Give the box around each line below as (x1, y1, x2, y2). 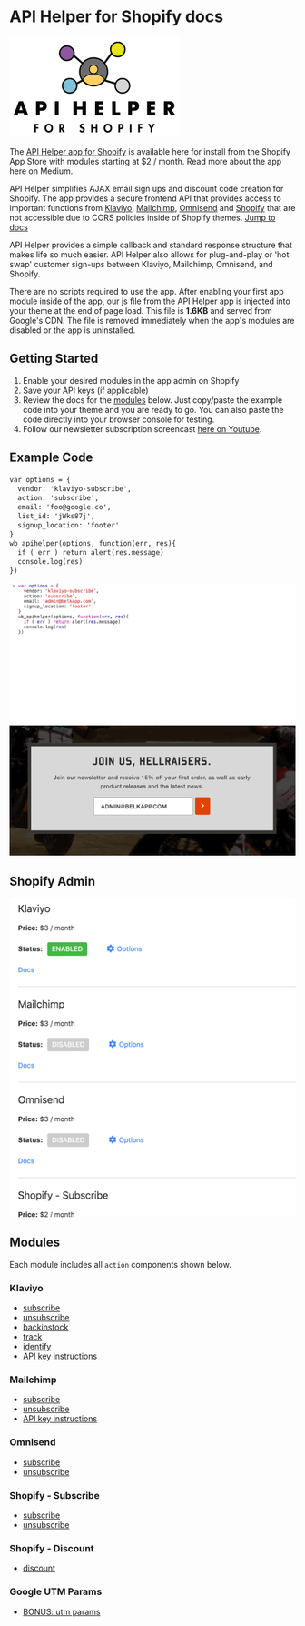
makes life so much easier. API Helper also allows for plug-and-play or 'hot (9, 248, 290, 260)
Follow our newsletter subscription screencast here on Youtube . (22, 423, 262, 434)
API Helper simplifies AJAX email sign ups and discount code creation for (9, 183, 284, 194)
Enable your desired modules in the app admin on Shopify (22, 375, 240, 386)
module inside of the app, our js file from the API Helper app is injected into (9, 296, 290, 306)
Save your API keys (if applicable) (22, 385, 149, 396)
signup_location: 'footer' (17, 520, 120, 529)
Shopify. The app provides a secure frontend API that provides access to (9, 193, 281, 204)
